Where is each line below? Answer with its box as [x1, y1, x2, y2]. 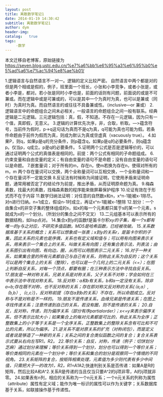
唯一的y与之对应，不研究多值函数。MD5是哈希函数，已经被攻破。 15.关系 [5, 223, 151, 229]
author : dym [5, 25, 29, 30]
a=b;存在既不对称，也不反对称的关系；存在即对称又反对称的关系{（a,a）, [5, 284, 149, 289]
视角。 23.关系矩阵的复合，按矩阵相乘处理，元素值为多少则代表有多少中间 [5, 356, 152, 362]
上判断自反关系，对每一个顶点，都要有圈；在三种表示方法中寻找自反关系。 [5, 265, 153, 271]
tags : [5, 39, 16, 44]
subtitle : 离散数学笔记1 [5, 20, 51, 26]
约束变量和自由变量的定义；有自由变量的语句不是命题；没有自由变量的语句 [5, 156, 153, 162]
